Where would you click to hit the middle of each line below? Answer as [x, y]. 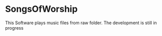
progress [14, 28]
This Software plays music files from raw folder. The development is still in [81, 23]
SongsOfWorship [41, 9]
